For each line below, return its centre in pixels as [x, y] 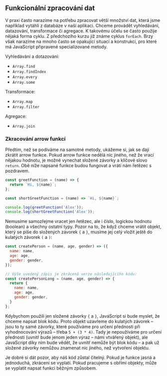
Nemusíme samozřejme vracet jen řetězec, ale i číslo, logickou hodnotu [79, 221]
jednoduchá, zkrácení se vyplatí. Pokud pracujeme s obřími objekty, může [81, 363]
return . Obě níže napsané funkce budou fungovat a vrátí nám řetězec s [79, 166]
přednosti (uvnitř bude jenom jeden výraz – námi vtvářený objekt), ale [77, 337]
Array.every [25, 77]
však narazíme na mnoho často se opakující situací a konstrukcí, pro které [81, 41]
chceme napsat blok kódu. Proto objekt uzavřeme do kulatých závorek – [79, 321]
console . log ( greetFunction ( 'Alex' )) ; [44, 207]
